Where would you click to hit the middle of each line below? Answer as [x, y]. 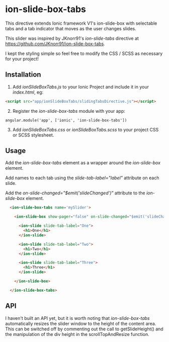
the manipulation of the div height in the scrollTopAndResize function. [77, 334]
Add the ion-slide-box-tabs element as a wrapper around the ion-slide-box [83, 163]
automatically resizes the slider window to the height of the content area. [81, 323]
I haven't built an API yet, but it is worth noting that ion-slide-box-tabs [77, 318]
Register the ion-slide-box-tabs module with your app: [69, 111]
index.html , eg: [28, 92]
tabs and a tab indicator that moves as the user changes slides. [71, 28]
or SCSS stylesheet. [33, 135]
